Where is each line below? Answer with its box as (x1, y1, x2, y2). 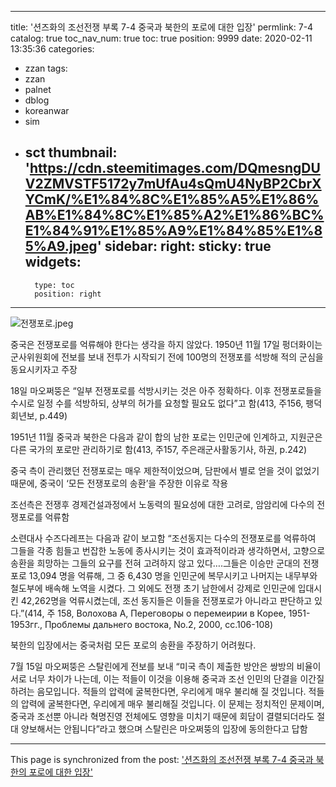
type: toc (34, 280, 75, 290)
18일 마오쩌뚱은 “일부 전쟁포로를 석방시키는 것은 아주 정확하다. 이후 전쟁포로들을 (10, 384, 322, 396)
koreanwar (24, 105, 70, 116)
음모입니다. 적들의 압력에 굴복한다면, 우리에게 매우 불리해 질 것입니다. (36, 685, 307, 697)
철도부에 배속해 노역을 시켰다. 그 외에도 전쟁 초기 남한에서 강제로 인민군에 (10, 582, 296, 594)
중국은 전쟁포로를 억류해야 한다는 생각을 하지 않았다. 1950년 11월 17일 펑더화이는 (10, 338, 323, 350)
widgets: (24, 254, 82, 271)
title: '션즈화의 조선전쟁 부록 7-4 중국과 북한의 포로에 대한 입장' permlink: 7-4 (10, 21, 314, 33)
